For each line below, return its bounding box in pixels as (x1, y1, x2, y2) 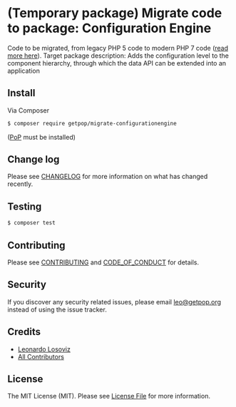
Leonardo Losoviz (17, 344, 71, 354)
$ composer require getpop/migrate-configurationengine (7, 120, 177, 127)
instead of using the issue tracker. (7, 305, 107, 314)
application (7, 66, 41, 75)
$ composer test (7, 220, 56, 227)
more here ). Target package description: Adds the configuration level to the (7, 51, 230, 60)
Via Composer (7, 105, 50, 115)
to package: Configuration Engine (7, 20, 212, 36)
